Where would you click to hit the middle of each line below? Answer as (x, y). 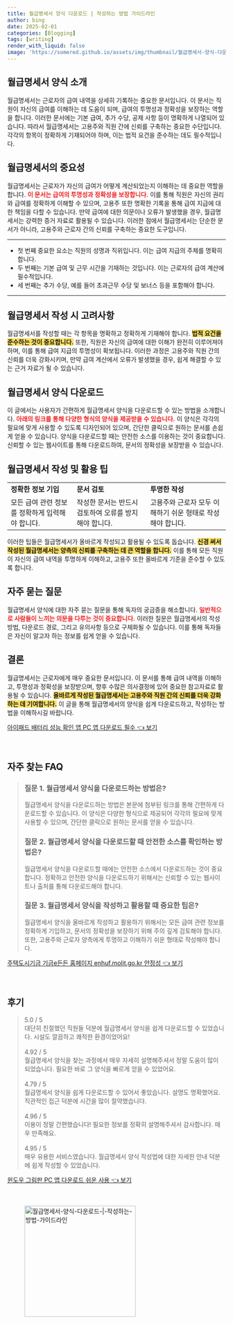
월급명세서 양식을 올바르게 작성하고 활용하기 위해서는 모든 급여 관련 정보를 (124, 922)
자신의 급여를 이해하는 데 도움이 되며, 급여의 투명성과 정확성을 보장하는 (115, 109)
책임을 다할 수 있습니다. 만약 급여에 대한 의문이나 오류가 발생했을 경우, (109, 212)
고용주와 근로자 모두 (181, 502)
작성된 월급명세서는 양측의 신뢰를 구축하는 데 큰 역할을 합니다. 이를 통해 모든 (109, 550)
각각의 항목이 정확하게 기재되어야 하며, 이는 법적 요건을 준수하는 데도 (100, 135)
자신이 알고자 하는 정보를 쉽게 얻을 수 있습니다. (77, 635)
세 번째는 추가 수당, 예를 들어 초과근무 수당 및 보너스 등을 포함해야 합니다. (116, 285)
